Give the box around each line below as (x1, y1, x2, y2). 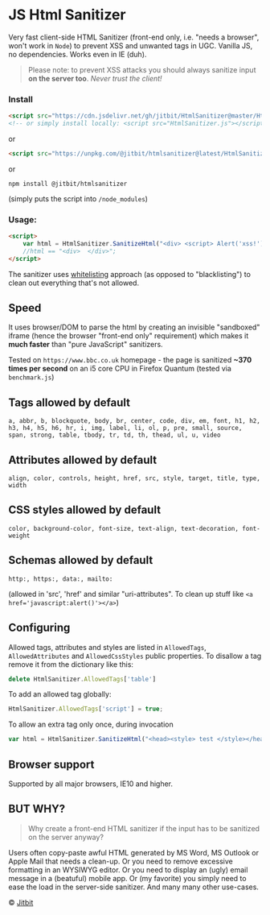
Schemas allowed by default (8, 553, 153, 567)
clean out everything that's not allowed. (8, 278, 139, 288)
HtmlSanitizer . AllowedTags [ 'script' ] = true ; (8, 705, 163, 714)
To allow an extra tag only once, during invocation (8, 719, 174, 730)
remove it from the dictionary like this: (8, 659, 134, 669)
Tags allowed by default (8, 395, 131, 409)
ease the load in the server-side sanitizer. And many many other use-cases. (8, 882, 260, 892)
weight (8, 532, 31, 540)
